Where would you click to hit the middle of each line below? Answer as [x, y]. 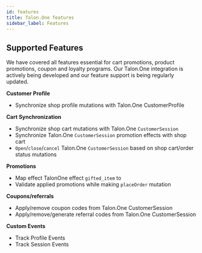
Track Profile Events [40, 238]
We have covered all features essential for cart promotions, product [90, 62]
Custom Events [26, 226]
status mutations [36, 155]
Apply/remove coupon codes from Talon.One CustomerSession [94, 208]
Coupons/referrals [30, 196]
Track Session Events [42, 245]
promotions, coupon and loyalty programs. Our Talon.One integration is [95, 69]
